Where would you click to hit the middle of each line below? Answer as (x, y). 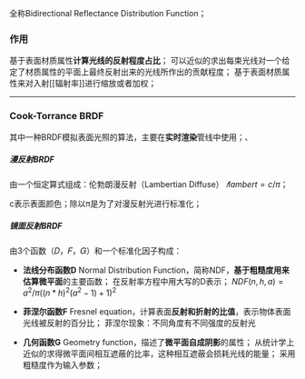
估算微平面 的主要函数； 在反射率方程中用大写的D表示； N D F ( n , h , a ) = (153, 281)
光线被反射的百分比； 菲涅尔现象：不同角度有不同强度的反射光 (139, 323)
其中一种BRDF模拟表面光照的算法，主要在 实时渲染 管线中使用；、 (131, 137)
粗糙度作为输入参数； (62, 365)
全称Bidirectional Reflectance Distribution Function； (108, 13)
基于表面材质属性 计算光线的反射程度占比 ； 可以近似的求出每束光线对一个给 (150, 61)
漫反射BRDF (32, 160)
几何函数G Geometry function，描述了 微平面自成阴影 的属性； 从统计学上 (158, 343)
